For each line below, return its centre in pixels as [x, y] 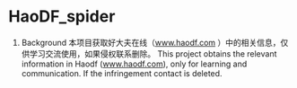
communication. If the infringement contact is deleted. [122, 73]
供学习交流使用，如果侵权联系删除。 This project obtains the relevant [149, 53]
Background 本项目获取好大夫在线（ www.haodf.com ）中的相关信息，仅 [155, 42]
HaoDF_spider [62, 17]
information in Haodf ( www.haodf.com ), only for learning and [134, 64]
